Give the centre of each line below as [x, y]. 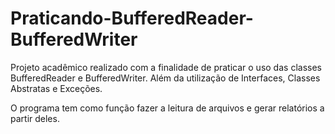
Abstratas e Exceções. [56, 88]
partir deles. [35, 118]
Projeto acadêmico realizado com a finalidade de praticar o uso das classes [166, 67]
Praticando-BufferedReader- [132, 18]
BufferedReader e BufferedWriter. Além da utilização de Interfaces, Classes [165, 78]
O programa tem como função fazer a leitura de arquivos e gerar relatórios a [167, 108]
